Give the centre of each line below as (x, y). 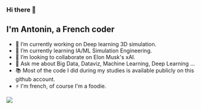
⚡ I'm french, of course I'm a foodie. (61, 86)
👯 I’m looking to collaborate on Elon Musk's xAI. (75, 57)
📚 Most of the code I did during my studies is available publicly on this (104, 70)
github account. (35, 79)
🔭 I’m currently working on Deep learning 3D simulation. (86, 44)
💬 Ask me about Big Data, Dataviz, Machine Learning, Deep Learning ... (105, 63)
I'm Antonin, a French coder (61, 30)
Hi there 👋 (21, 10)
